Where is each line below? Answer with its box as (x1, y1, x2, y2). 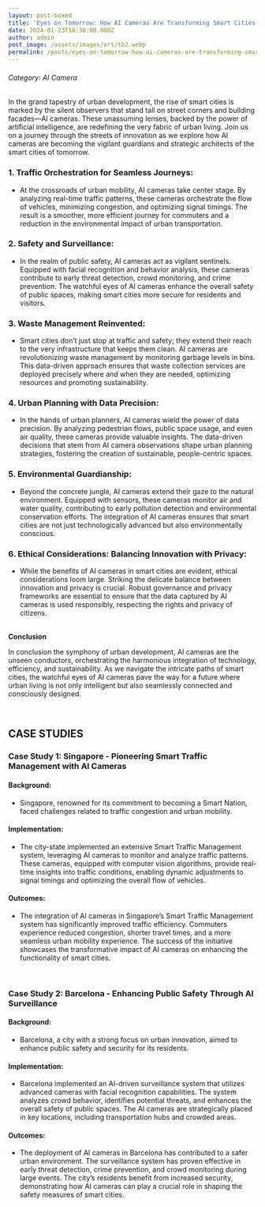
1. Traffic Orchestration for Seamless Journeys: (8, 167, 194, 178)
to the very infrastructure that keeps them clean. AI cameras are (19, 344, 229, 354)
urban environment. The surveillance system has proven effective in (19, 1156, 241, 1166)
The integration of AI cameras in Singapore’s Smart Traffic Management (19, 911, 254, 920)
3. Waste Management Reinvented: (8, 317, 146, 328)
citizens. (19, 608, 47, 617)
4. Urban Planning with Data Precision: (8, 398, 159, 409)
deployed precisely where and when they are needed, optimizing (19, 369, 231, 379)
